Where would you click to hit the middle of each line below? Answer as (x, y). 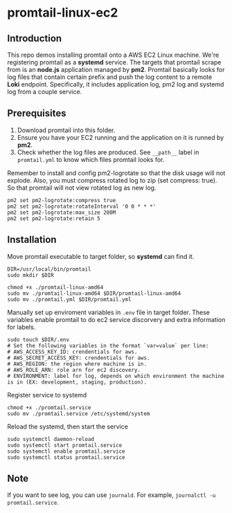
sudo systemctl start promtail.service (65, 445)
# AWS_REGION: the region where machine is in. (77, 364)
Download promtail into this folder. (66, 130)
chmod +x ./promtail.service (49, 407)
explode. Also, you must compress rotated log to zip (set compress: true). (112, 180)
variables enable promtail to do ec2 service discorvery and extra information (116, 319)
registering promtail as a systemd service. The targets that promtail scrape (114, 62)
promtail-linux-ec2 (63, 13)
